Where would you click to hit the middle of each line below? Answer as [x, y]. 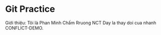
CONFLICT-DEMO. [24, 28]
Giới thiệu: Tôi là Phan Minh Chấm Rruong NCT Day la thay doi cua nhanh [81, 23]
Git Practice [30, 9]
